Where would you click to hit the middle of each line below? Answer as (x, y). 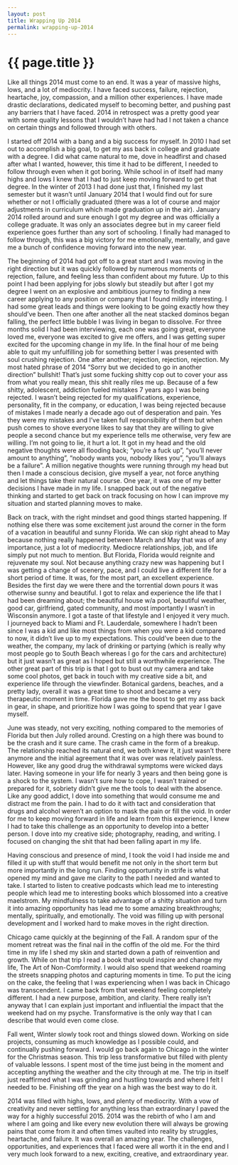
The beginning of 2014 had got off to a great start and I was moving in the (115, 262)
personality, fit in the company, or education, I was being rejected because (117, 405)
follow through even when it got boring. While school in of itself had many (115, 172)
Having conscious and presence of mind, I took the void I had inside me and (118, 855)
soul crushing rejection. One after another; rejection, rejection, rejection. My (118, 360)
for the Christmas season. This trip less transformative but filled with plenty (118, 1057)
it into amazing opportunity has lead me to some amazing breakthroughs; (115, 908)
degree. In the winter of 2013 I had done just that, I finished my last (105, 187)
